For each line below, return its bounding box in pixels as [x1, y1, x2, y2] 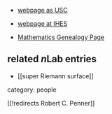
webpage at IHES [17, 20, 68, 27]
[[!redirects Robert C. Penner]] [7, 99, 95, 107]
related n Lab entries [7, 53, 97, 65]
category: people [7, 85, 57, 94]
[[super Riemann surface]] [17, 71, 94, 80]
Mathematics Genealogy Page [17, 33, 105, 41]
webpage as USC [17, 6, 68, 14]
